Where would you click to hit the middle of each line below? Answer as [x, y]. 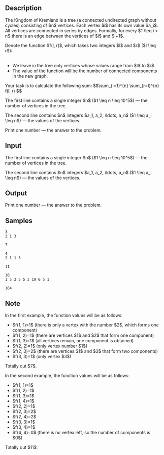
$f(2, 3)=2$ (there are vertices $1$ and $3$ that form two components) [85, 351]
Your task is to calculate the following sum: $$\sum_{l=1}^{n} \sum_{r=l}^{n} [82, 86]
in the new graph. [30, 76]
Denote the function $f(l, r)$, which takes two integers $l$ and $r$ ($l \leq [81, 45]
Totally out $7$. [21, 366]
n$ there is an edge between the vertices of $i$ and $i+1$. [65, 36]
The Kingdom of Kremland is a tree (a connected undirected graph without [81, 20]
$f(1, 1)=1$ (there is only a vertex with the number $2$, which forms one [85, 325]
